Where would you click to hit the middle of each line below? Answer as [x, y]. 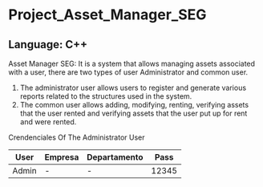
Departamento [115, 157]
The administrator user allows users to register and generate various [133, 87]
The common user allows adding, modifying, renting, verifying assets [134, 105]
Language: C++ [48, 45]
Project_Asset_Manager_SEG [107, 15]
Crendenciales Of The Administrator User [77, 137]
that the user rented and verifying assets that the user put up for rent [134, 113]
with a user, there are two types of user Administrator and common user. [128, 72]
